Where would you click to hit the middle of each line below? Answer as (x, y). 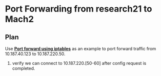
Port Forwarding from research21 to (79, 9)
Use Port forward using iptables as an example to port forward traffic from (80, 49)
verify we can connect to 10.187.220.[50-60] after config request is (79, 63)
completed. (23, 68)
